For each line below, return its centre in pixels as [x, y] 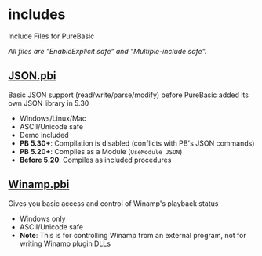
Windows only [42, 218]
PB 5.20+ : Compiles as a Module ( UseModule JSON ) [101, 151]
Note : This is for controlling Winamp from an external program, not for [133, 235]
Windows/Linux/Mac [53, 118]
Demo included [44, 135]
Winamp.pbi [39, 184]
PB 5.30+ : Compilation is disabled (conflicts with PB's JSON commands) [137, 143]
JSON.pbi [32, 76]
